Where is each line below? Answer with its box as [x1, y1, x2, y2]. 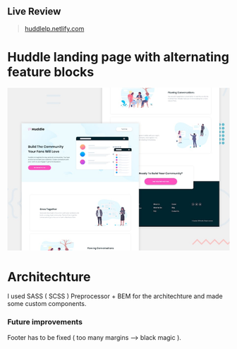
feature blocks [7, 64, 95, 80]
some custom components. [7, 300, 87, 308]
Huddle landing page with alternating [7, 49, 229, 65]
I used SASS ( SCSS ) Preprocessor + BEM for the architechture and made [7, 292, 224, 300]
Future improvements [7, 317, 83, 327]
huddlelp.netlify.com [24, 24, 85, 32]
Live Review [7, 6, 61, 18]
